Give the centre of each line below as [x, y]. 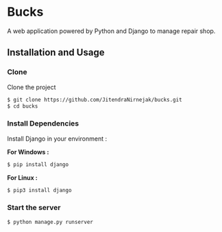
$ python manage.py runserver [50, 222]
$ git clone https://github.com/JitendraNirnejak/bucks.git [95, 100]
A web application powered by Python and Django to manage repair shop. [111, 31]
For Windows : [28, 152]
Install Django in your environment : [57, 139]
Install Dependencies [43, 124]
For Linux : [22, 177]
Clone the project [32, 87]
